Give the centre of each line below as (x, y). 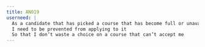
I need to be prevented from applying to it (69, 29)
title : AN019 (23, 12)
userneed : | (21, 18)
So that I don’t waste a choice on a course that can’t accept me (98, 35)
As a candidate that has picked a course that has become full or (98, 23)
